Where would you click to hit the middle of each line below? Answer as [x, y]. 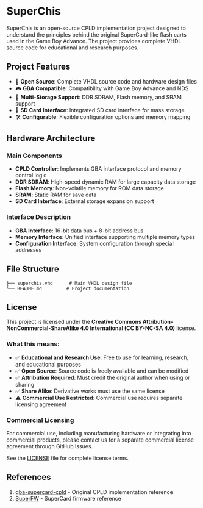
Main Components [34, 156]
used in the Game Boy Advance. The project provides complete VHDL [94, 41]
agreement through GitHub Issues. [50, 446]
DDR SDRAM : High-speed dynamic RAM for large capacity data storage [105, 182]
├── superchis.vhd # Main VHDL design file [69, 283]
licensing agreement [41, 404]
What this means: [33, 344]
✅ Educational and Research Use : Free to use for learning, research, [102, 357]
